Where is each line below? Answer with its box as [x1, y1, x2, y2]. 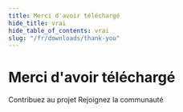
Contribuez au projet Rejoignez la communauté [8, 95, 164, 105]
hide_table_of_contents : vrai [8, 26, 110, 34]
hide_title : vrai [8, 19, 67, 27]
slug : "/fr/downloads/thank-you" [8, 34, 120, 42]
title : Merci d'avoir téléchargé [8, 11, 120, 20]
